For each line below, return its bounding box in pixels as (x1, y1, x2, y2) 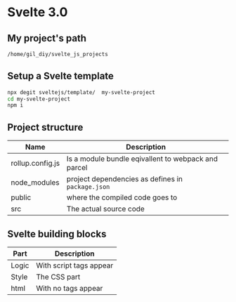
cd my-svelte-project (7, 96, 71, 103)
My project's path (7, 32, 86, 44)
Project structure (7, 121, 84, 133)
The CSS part (36, 272, 81, 282)
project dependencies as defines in (66, 174, 183, 184)
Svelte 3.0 (7, 4, 68, 20)
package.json (66, 183, 110, 191)
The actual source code (66, 204, 145, 214)
